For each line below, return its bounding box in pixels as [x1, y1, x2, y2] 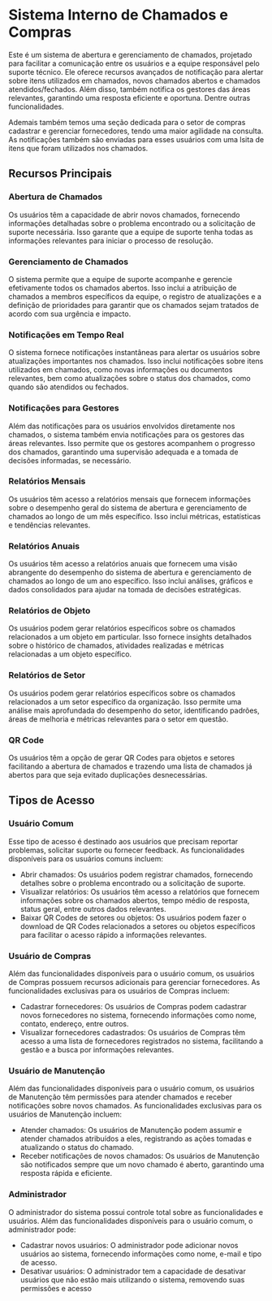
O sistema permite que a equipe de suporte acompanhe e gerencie [8, 274, 233, 284]
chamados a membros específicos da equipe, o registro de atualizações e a [8, 291, 262, 301]
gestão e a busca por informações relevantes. [19, 1044, 175, 1054]
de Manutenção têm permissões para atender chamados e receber [8, 1092, 233, 1102]
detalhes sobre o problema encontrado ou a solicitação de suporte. [19, 878, 246, 887]
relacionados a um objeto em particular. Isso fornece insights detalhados [8, 632, 252, 642]
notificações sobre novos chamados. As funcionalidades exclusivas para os [8, 1101, 262, 1111]
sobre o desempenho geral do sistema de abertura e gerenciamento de [8, 502, 248, 513]
